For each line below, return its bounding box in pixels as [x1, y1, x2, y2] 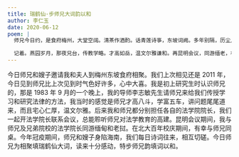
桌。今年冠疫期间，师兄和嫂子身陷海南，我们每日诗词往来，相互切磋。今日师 [7, 133, 232, 141]
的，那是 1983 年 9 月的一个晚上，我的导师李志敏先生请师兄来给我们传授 [7, 88, 220, 96]
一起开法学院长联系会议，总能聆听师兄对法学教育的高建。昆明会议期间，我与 [7, 115, 232, 123]
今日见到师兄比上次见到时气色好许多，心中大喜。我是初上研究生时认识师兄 [7, 79, 225, 88]
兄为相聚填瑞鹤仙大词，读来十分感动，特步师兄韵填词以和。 [7, 142, 182, 150]
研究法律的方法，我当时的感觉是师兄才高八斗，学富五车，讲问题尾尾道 [19, 97, 225, 106]
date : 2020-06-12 [7, 24, 59, 31]
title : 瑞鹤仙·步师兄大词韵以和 [7, 10, 92, 18]
